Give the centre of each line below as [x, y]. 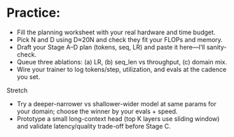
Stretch [17, 90]
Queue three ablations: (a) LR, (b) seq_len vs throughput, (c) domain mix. [122, 62]
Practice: [34, 13]
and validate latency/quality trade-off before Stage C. [94, 126]
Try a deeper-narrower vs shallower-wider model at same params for [116, 103]
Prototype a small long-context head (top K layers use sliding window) [118, 118]
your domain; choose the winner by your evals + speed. [97, 111]
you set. [28, 77]
